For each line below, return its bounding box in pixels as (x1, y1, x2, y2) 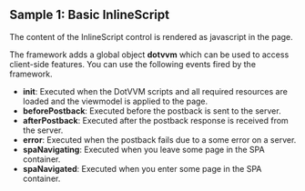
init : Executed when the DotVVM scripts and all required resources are (22, 85, 289, 96)
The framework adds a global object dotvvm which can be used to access (9, 49, 290, 60)
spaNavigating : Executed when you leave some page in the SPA (22, 144, 266, 155)
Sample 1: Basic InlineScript (9, 7, 170, 23)
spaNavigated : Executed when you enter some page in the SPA (22, 163, 262, 174)
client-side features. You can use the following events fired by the (9, 58, 257, 69)
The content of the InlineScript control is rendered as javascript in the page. (9, 31, 293, 42)
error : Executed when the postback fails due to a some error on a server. (22, 134, 297, 145)
